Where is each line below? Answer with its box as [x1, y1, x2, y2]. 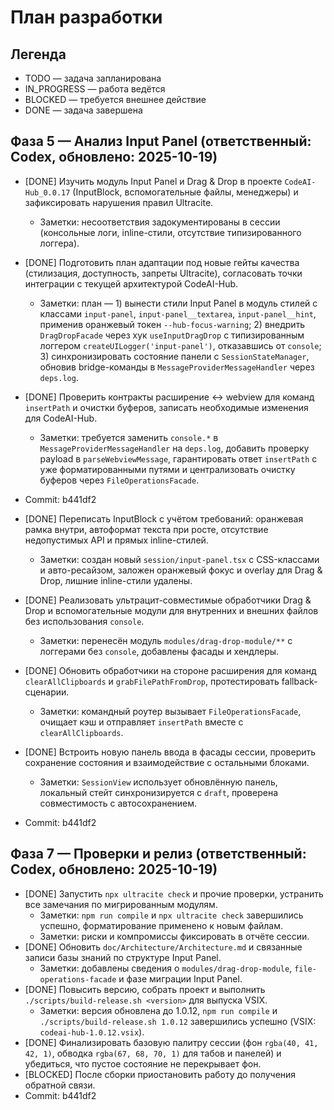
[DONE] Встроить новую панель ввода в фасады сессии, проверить [24, 746, 317, 758]
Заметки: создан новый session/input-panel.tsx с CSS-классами [39, 553, 320, 565]
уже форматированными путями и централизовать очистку [39, 463, 296, 475]
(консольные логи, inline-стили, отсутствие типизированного [39, 226, 302, 238]
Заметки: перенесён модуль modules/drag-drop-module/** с [39, 634, 293, 646]
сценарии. [24, 686, 70, 698]
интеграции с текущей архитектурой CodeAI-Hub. [24, 277, 239, 290]
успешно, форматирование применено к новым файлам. [39, 919, 283, 931]
